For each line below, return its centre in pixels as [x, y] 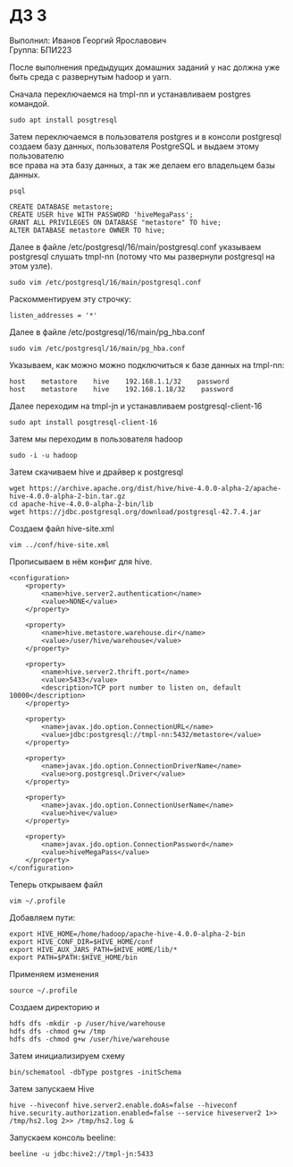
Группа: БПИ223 [41, 49]
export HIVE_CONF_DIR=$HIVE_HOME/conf [81, 941]
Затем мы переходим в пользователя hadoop [96, 439]
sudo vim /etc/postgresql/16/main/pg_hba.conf [97, 348]
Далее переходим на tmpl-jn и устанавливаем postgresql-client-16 [136, 406]
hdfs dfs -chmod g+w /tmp [57, 1031]
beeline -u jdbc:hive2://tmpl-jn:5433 [81, 1154]
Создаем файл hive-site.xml [62, 528]
